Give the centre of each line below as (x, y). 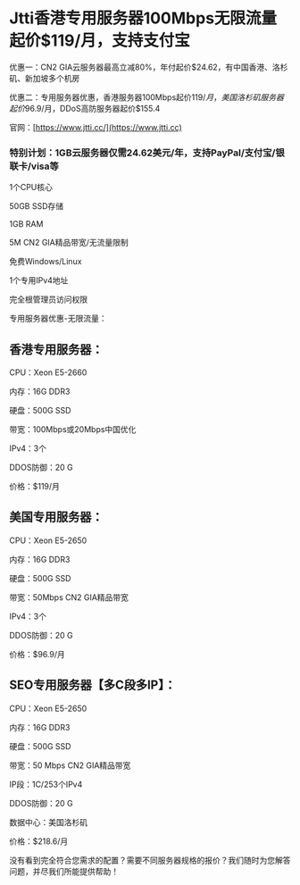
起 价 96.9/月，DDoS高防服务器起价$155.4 (85, 108)
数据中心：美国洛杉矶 (48, 822)
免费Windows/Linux (46, 262)
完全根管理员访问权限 (48, 299)
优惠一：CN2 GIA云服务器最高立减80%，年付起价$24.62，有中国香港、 (141, 67)
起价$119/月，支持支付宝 (100, 41)
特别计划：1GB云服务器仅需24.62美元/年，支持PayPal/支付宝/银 (147, 153)
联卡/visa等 (34, 166)
